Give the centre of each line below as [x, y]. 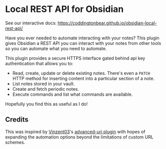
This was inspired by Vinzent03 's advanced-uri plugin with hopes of [75, 132]
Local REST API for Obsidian [64, 9]
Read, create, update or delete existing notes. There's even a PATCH [81, 73]
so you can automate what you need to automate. [56, 48]
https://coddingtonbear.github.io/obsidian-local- [107, 23]
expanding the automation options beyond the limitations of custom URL [79, 137]
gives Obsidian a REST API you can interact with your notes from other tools [83, 43]
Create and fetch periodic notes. [46, 89]
